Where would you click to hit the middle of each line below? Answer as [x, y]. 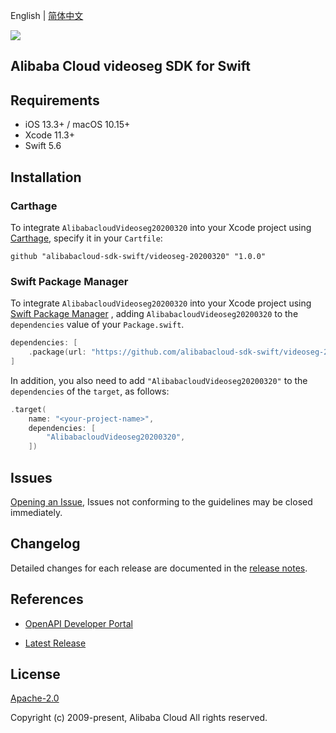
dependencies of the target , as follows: [90, 391]
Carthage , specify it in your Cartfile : [86, 238]
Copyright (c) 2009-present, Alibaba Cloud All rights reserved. [139, 718]
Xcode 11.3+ [49, 135]
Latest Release [55, 643]
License [35, 674]
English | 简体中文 [47, 15]
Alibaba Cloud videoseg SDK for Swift [130, 66]
